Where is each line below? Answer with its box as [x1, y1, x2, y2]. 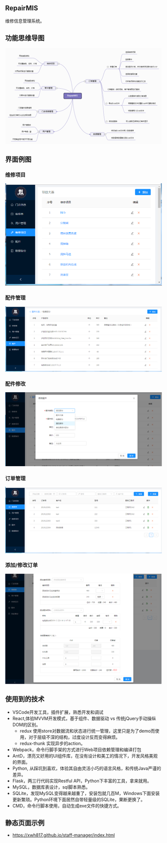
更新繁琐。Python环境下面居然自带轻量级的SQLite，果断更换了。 [12, 796, 145, 803]
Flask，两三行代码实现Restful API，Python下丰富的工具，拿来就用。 [12, 778, 152, 784]
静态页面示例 [5, 819, 45, 827]
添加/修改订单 [5, 562, 38, 568]
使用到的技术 [5, 695, 45, 703]
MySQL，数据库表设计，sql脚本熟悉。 [12, 784, 90, 790]
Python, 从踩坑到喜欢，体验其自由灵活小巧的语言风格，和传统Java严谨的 [12, 765, 162, 771]
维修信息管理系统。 [5, 17, 45, 24]
